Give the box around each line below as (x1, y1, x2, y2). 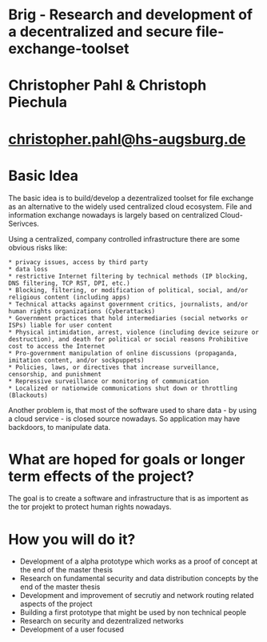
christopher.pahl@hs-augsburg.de (8, 130, 246, 148)
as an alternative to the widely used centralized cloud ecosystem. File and (8, 202, 253, 211)
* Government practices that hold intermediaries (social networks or (8, 314, 249, 322)
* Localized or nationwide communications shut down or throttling (8, 384, 238, 392)
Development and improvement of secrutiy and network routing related (19, 591, 254, 600)
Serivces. (8, 219, 40, 228)
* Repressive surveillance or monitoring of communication (8, 377, 209, 385)
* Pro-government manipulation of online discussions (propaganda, (8, 349, 238, 357)
